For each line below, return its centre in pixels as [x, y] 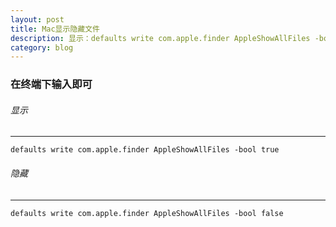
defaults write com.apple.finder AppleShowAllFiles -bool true [145, 150]
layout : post [37, 19]
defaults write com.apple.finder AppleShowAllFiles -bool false [147, 213]
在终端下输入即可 [51, 84]
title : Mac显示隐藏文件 [55, 29]
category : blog [42, 47]
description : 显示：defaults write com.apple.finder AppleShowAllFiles [160, 38]
